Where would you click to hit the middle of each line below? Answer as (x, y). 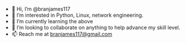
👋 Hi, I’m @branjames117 (41, 9)
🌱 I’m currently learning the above (52, 21)
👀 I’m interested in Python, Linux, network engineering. (78, 15)
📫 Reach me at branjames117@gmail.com (62, 34)
